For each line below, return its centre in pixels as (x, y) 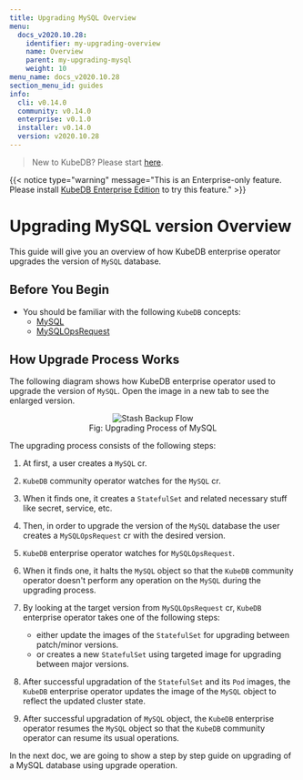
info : (20, 94)
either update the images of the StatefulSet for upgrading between (162, 635)
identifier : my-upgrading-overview (93, 43)
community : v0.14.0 (55, 111)
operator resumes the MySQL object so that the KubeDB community (144, 728)
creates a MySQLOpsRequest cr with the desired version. (124, 536)
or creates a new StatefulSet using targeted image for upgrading (159, 654)
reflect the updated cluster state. (84, 701)
